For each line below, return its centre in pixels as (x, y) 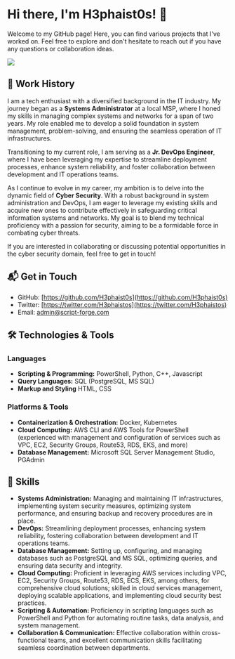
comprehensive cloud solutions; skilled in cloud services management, (120, 588)
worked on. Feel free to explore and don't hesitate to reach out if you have (115, 41)
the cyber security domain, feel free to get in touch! (82, 254)
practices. (32, 603)
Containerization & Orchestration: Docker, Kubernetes (97, 422)
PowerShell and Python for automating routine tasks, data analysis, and (120, 618)
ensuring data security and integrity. (70, 566)
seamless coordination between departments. (84, 648)
